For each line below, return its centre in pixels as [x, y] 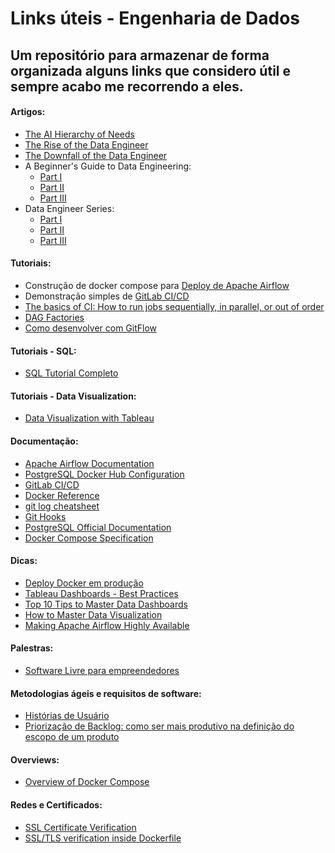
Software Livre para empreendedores [102, 670]
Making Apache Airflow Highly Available [107, 625]
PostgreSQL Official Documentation [98, 527]
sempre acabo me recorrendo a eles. [127, 86]
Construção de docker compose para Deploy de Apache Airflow [157, 285]
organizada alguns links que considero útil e [150, 70]
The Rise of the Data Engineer [86, 144]
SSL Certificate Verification [80, 827]
